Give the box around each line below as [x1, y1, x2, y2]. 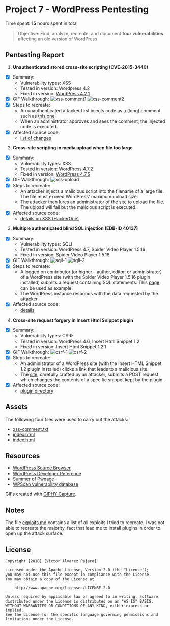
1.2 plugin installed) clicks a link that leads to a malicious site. [20, 366, 149, 372]
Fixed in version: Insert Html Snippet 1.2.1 [20, 343, 106, 350]
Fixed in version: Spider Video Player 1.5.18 [20, 252, 110, 258]
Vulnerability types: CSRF [20, 332, 74, 338]
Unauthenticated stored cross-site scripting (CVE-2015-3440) [12, 64, 149, 70]
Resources [5, 451, 40, 460]
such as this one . [20, 113, 56, 119]
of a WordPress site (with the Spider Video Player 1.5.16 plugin [20, 274, 150, 280]
